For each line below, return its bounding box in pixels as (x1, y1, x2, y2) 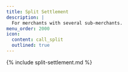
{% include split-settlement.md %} (6, 58, 92, 66)
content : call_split (11, 37, 63, 43)
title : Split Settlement (6, 8, 69, 15)
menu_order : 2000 (6, 25, 50, 32)
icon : (6, 31, 20, 37)
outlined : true (11, 43, 50, 49)
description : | (6, 14, 45, 20)
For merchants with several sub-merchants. (11, 20, 123, 26)
